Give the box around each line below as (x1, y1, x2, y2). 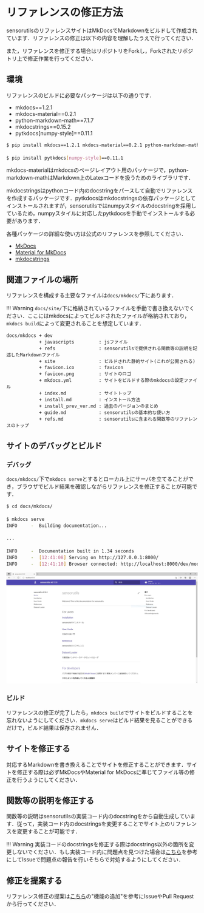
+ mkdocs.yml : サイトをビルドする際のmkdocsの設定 (38, 378, 184, 384)
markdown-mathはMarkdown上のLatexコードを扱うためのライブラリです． (6, 174, 194, 182)
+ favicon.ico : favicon (38, 365, 123, 371)
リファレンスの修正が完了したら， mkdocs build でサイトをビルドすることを (6, 708, 193, 716)
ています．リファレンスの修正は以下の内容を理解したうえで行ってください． (6, 34, 197, 41)
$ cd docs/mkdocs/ (6, 503, 53, 509)
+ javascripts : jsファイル (38, 339, 128, 345)
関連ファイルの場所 (6, 274, 78, 285)
